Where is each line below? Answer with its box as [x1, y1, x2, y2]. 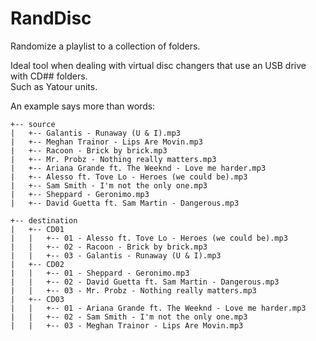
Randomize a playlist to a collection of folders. [10, 40, 201, 52]
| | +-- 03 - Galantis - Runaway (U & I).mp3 [10, 250, 222, 261]
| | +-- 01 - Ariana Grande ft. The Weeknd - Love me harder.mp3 [10, 303, 307, 313]
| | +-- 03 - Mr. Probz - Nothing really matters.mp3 [10, 285, 257, 296]
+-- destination [10, 215, 78, 226]
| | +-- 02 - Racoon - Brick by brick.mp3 [10, 242, 208, 252]
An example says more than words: [10, 100, 156, 112]
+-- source [10, 119, 56, 129]
